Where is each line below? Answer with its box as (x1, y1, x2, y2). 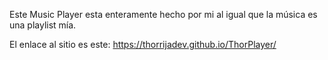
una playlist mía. (9, 19, 77, 31)
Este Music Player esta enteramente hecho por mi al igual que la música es (9, 9, 318, 20)
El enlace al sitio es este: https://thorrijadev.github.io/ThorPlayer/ (9, 39, 277, 50)
